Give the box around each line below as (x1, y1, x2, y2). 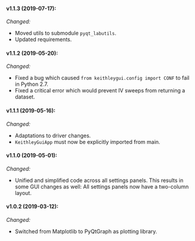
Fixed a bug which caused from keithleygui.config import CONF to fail (14, 75, 190, 82)
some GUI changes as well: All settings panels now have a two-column (14, 183, 189, 190)
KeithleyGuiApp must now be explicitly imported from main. (14, 138, 160, 146)
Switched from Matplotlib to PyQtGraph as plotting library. (14, 228, 157, 235)
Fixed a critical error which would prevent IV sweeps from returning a (14, 87, 185, 94)
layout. (14, 189, 32, 196)
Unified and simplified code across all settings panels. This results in (14, 177, 184, 184)
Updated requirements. (14, 36, 72, 43)
